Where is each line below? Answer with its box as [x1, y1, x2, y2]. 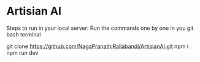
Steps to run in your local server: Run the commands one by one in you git [6, 24, 194, 32]
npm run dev [6, 49, 39, 56]
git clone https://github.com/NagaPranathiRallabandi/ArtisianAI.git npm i [6, 43, 189, 50]
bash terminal [6, 30, 41, 38]
